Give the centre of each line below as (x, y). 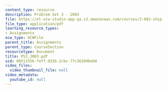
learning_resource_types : (32, 28)
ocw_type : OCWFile (24, 38)
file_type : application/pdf (34, 24)
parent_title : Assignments (33, 42)
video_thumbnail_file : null (39, 70)
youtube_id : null (28, 79)
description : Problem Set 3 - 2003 (42, 14)
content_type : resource (30, 10)
